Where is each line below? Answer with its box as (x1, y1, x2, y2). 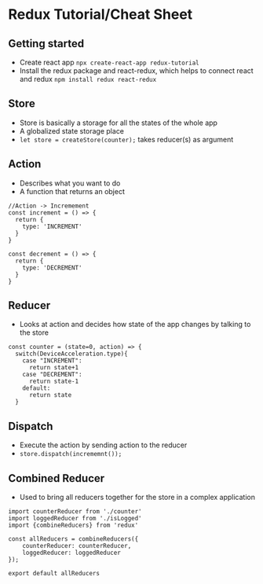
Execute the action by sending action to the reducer (19, 440, 188, 450)
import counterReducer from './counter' (8, 508, 143, 516)
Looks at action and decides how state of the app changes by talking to (19, 320, 251, 329)
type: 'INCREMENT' (22, 222, 82, 230)
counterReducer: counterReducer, (22, 542, 132, 550)
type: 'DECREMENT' (22, 263, 82, 272)
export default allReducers (8, 570, 100, 578)
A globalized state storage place (19, 126, 124, 135)
